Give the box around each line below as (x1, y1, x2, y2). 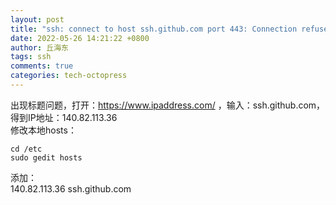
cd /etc (10, 144, 43, 154)
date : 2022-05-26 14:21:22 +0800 (10, 33, 150, 43)
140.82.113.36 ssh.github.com (10, 182, 132, 195)
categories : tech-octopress (10, 71, 128, 81)
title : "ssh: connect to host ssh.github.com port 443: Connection (10, 24, 298, 34)
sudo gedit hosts (10, 152, 83, 163)
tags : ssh (10, 52, 52, 62)
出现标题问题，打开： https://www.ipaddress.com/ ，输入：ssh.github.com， (10, 99, 326, 111)
